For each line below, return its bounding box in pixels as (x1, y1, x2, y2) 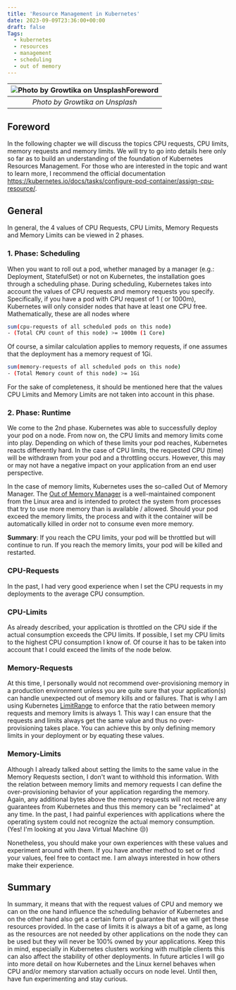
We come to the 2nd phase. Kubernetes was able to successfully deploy (7, 424, 217, 432)
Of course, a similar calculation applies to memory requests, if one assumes (7, 342, 228, 351)
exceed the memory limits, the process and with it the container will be (7, 512, 213, 521)
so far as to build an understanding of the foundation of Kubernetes (7, 154, 203, 163)
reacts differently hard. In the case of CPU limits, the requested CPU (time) (7, 446, 224, 455)
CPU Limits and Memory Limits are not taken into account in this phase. (7, 390, 215, 399)
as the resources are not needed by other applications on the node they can (7, 930, 228, 939)
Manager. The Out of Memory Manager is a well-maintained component (7, 490, 216, 499)
